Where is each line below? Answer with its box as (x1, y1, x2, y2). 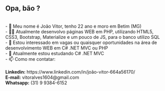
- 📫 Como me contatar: (5, 56, 55, 62)
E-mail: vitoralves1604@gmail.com (5, 74, 79, 80)
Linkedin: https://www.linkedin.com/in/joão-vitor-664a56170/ (5, 69, 136, 75)
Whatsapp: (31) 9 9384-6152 (5, 79, 68, 86)
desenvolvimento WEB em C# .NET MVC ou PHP (5, 44, 109, 51)
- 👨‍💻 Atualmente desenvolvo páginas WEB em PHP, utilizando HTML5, (5, 28, 154, 35)
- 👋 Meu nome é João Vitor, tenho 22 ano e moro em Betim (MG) (5, 23, 142, 29)
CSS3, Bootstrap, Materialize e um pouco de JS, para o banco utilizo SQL (5, 34, 160, 40)
